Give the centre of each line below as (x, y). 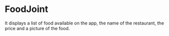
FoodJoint (27, 9)
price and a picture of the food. (37, 28)
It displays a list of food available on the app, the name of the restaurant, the (84, 23)
